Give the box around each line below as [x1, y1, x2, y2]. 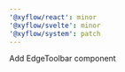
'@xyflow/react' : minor [9, 12, 98, 22]
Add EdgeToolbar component [9, 54, 117, 64]
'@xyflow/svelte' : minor [9, 21, 101, 30]
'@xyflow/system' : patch [9, 29, 101, 38]
